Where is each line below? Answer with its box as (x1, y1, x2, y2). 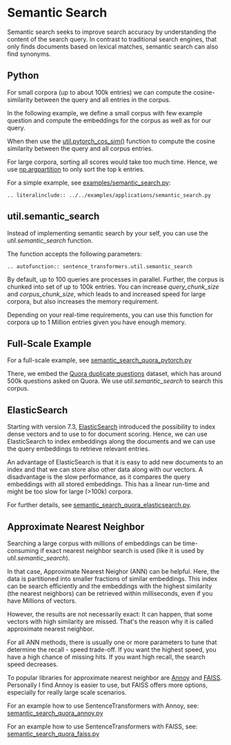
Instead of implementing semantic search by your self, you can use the (7, 229, 209, 237)
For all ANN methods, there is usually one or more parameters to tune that (7, 638, 217, 646)
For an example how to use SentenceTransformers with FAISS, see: (7, 722, 198, 730)
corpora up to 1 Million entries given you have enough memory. (7, 318, 186, 326)
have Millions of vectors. (7, 596, 77, 605)
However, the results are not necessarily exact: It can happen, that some (7, 610, 213, 618)
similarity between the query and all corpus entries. (7, 144, 154, 153)
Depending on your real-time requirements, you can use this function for (7, 310, 214, 319)
